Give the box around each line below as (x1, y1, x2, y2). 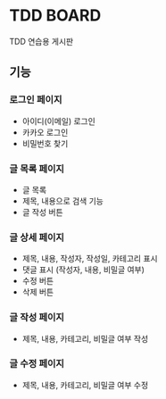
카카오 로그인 (21, 127, 69, 137)
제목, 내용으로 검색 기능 (21, 195, 104, 206)
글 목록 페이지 (9, 162, 65, 175)
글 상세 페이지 (9, 231, 65, 244)
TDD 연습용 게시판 (9, 36, 74, 46)
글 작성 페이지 (9, 312, 65, 324)
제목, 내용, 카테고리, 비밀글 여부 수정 (21, 379, 149, 390)
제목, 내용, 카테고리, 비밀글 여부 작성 (21, 333, 149, 344)
